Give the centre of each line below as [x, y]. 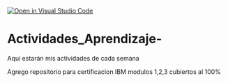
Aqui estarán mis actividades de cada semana [73, 58]
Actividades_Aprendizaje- [85, 39]
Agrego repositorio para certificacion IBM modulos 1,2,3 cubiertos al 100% [114, 71]
